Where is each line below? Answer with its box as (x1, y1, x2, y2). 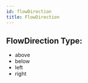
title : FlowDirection (6, 14, 60, 20)
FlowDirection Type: (6, 36, 83, 46)
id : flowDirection (6, 8, 52, 15)
